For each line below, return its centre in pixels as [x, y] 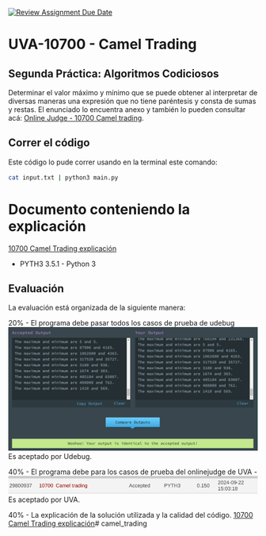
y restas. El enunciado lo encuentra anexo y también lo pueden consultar [127, 110]
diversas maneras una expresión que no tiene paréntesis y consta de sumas [132, 101]
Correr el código [49, 143]
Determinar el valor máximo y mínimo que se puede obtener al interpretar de [133, 93]
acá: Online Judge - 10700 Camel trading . [76, 118]
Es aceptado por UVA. [44, 499]
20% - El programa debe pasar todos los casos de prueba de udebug [122, 323]
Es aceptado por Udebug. [50, 456]
